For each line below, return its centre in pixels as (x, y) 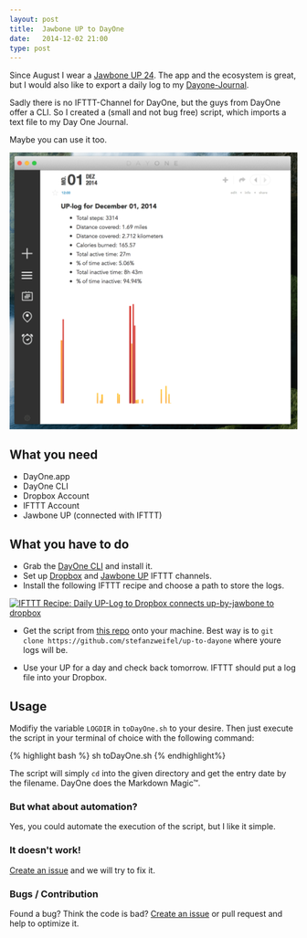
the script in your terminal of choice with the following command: (132, 738)
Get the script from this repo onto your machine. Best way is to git (148, 631)
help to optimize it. (44, 923)
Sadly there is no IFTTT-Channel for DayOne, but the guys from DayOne (145, 103)
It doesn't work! (45, 850)
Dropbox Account (56, 496)
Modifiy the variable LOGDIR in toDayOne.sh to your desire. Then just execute (152, 728)
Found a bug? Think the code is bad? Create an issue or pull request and (146, 913)
